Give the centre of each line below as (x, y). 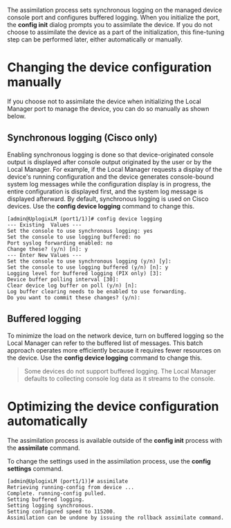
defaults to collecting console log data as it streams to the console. (120, 378)
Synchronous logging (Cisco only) (82, 138)
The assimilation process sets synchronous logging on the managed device (115, 10)
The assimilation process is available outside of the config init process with (115, 440)
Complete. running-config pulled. (57, 493)
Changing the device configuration (110, 68)
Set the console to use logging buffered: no (74, 237)
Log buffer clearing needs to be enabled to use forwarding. (97, 291)
